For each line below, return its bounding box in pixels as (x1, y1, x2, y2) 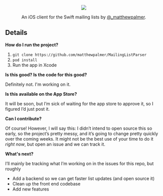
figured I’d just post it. (5, 106, 50, 112)
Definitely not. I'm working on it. (5, 81, 71, 87)
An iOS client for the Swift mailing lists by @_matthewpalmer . (21, 14, 146, 20)
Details (5, 28, 27, 37)
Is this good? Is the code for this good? (5, 71, 87, 77)
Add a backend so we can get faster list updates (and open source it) (12, 175, 155, 182)
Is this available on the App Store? (5, 91, 77, 97)
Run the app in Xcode (12, 62, 57, 68)
